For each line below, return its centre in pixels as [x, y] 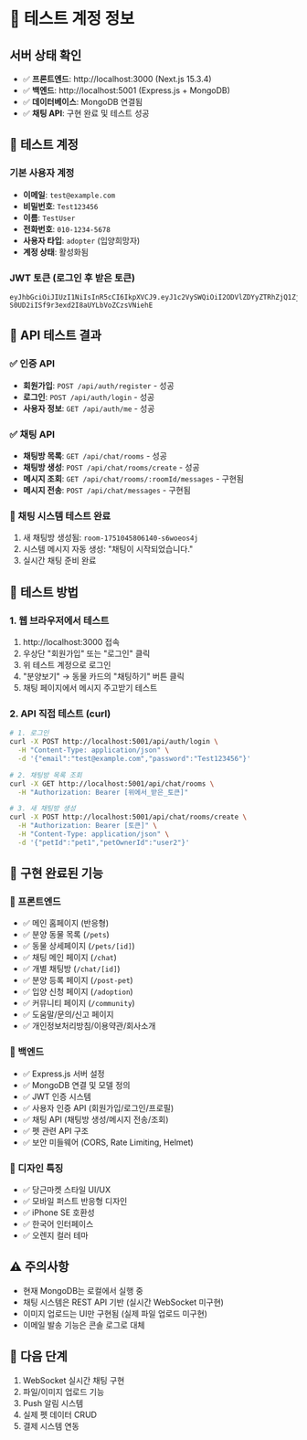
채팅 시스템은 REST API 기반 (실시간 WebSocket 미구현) [123, 1302]
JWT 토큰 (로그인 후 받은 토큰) [72, 278]
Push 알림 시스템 [53, 1403]
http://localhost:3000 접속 [71, 641]
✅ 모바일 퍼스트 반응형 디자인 [75, 1202]
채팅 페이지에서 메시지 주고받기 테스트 [90, 687]
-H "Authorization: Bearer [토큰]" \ [88, 826]
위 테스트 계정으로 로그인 [67, 664]
